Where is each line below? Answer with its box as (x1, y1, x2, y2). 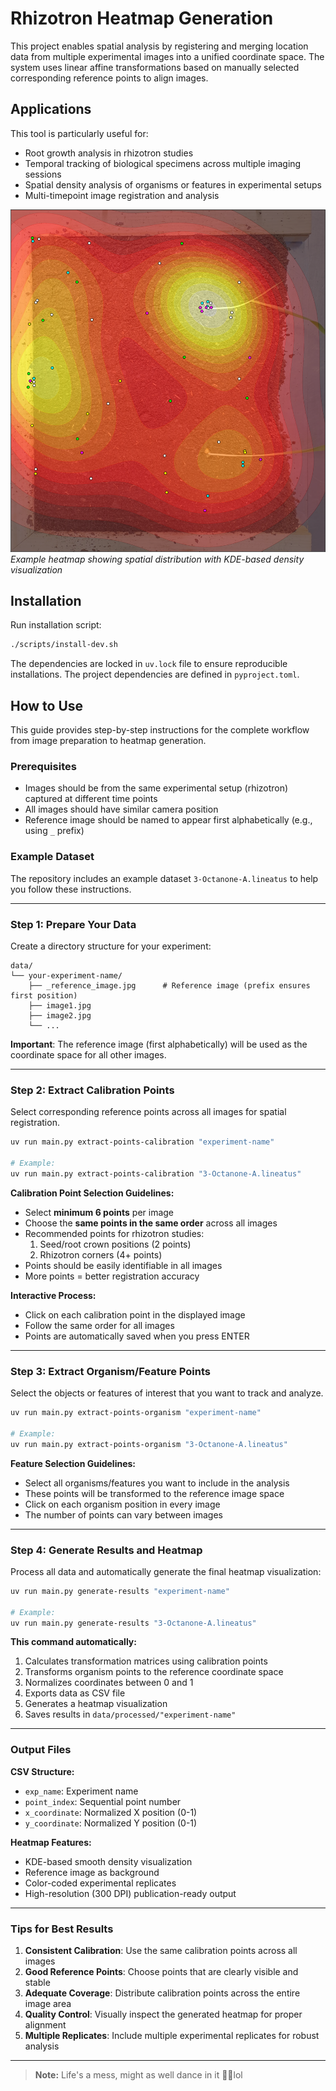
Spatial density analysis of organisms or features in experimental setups (24, 178, 322, 191)
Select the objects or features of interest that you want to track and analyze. (10, 1387, 324, 1399)
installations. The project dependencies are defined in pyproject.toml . (10, 668, 300, 681)
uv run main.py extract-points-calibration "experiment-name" (10, 1137, 275, 1147)
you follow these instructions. (10, 883, 132, 895)
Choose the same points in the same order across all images (24, 1217, 278, 1229)
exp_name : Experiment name (24, 1785, 139, 1797)
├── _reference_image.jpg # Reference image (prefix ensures (28, 981, 311, 991)
